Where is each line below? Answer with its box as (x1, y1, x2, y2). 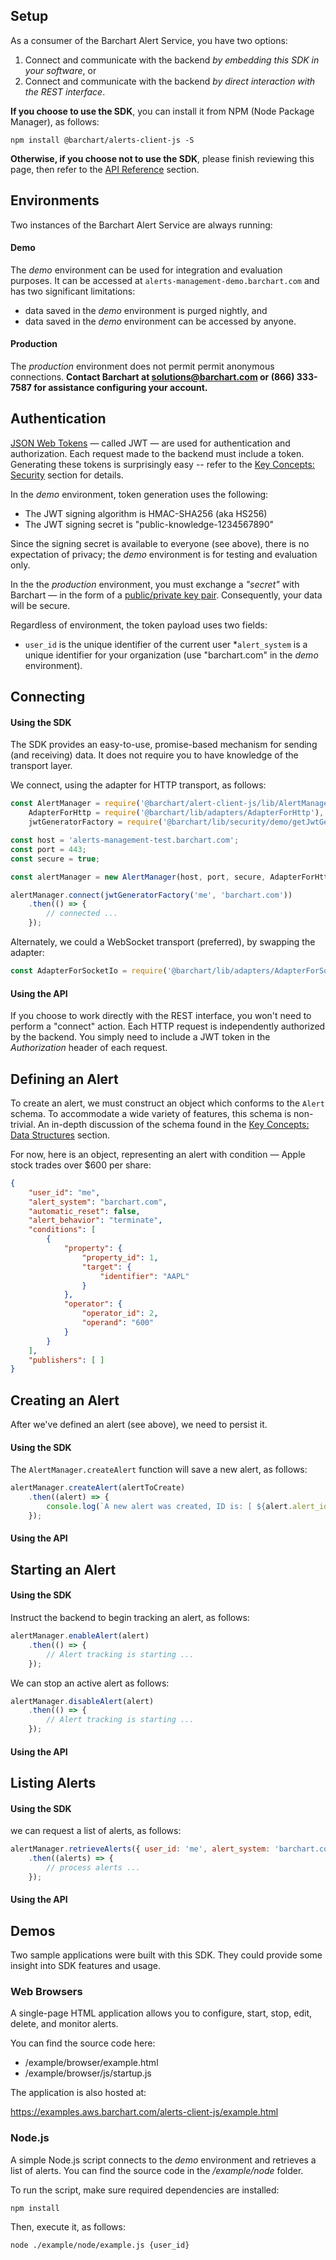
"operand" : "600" (81, 1318, 155, 1328)
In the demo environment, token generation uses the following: (10, 488, 269, 500)
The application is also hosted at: (10, 2087, 147, 2099)
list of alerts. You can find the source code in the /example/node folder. (10, 2164, 304, 2176)
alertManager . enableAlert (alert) (10, 1631, 150, 1641)
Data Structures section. (10, 1129, 111, 1141)
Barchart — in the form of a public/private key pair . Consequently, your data (10, 589, 323, 601)
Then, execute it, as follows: (10, 2220, 126, 2233)
